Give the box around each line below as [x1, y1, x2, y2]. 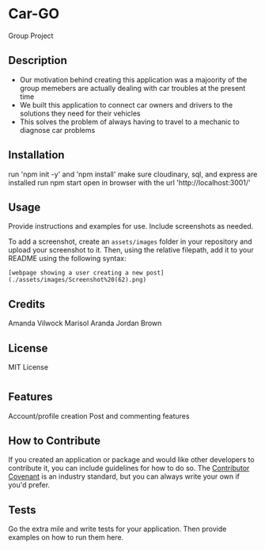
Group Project [8, 31, 54, 40]
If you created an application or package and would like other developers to [8, 455, 255, 465]
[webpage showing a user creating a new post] [8, 269, 165, 277]
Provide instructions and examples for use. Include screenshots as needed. [8, 222, 254, 231]
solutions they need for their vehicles [19, 108, 141, 118]
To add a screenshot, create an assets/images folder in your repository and [8, 237, 252, 246]
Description [8, 54, 67, 67]
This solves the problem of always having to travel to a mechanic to [19, 116, 240, 127]
